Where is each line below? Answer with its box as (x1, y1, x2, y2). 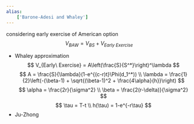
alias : (6, 8, 22, 15)
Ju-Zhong (14, 111, 40, 118)
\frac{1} (169, 71, 188, 78)
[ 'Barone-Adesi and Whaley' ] (17, 14, 88, 20)
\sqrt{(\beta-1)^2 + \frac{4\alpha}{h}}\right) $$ (70, 77, 185, 84)
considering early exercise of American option (6, 30, 119, 37)
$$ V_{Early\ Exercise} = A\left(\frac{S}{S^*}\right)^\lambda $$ (27, 61, 180, 68)
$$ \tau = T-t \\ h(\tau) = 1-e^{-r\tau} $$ (55, 102, 152, 109)
